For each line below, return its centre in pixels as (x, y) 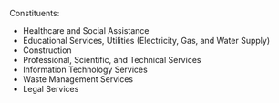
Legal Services (51, 89)
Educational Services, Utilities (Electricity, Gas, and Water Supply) (146, 41)
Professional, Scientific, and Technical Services (112, 60)
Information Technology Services (85, 69)
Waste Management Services (78, 79)
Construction (47, 50)
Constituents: (35, 13)
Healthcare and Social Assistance (86, 31)
